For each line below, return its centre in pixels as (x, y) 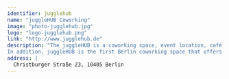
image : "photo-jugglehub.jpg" (50, 26)
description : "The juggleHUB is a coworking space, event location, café (115, 45)
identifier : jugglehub (39, 13)
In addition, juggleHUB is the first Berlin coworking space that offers (115, 52)
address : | (23, 58)
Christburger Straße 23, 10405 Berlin (69, 65)
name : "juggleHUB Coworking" (49, 20)
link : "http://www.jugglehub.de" (55, 39)
